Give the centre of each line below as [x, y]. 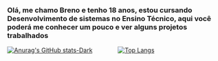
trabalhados [28, 35]
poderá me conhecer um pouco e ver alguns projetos [97, 27]
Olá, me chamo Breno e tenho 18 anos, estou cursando [100, 10]
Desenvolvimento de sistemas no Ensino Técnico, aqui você [109, 18]
